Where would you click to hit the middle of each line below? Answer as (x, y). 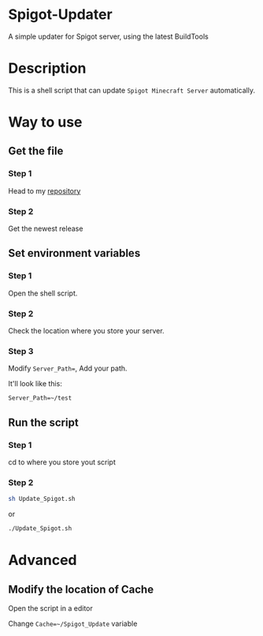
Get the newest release (46, 229)
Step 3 (21, 351)
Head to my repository (44, 190)
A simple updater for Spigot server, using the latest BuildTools (108, 36)
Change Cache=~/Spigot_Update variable (73, 624)
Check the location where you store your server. (86, 331)
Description (47, 68)
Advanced (43, 561)
